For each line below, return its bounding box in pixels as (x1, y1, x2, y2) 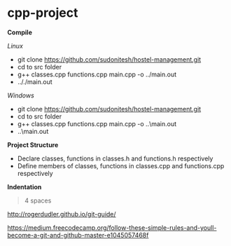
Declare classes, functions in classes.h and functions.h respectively (17, 154, 213, 163)
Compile (7, 28, 33, 36)
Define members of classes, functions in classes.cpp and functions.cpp (17, 161, 225, 170)
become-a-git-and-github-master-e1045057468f (7, 231, 149, 239)
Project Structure (7, 140, 59, 149)
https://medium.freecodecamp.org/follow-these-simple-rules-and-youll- (7, 223, 217, 232)
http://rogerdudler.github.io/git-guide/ (7, 210, 117, 218)
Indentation (7, 182, 42, 191)
